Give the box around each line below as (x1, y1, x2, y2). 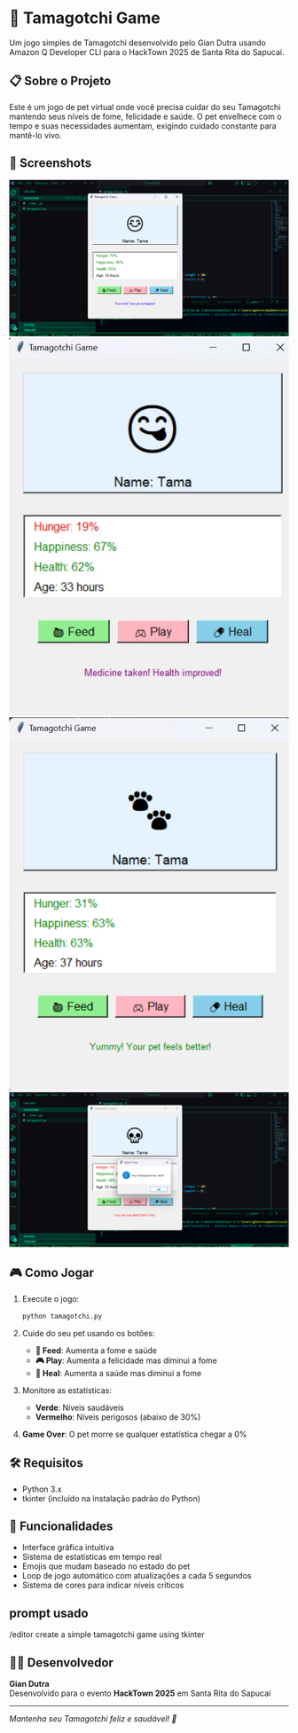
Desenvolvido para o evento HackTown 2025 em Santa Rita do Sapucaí (9, 1688, 271, 1698)
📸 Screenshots (9, 155, 92, 171)
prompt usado (9, 1605, 89, 1620)
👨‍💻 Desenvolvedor (9, 1655, 114, 1670)
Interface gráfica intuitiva (21, 1542, 114, 1553)
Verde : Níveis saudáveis (35, 1402, 124, 1413)
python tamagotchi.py (21, 1312, 102, 1320)
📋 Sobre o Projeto (9, 74, 112, 89)
